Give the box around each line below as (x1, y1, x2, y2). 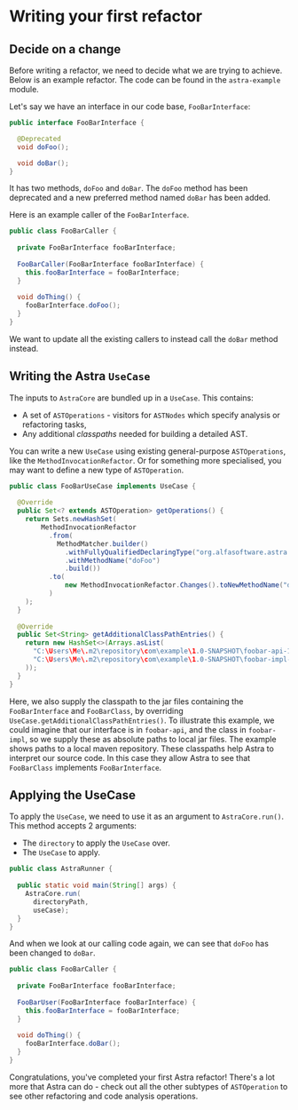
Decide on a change (9, 42, 122, 57)
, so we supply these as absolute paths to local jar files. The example (25, 733, 277, 744)
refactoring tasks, (21, 419, 87, 430)
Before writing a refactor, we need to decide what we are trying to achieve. (9, 65, 283, 75)
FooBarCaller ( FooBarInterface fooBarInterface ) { (17, 259, 204, 268)
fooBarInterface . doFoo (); (25, 301, 122, 310)
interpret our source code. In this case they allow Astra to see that (9, 752, 251, 763)
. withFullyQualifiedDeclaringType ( (65, 548, 197, 557)
